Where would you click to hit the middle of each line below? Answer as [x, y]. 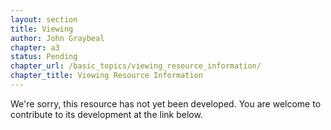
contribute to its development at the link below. [106, 114]
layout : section [44, 19]
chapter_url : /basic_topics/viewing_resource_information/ [136, 66]
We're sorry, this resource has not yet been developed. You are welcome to [166, 103]
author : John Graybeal [57, 38]
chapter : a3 [35, 47]
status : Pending [44, 57]
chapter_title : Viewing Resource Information [106, 76]
